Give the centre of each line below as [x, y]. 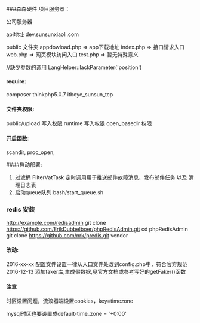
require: [16, 81]
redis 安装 [21, 209]
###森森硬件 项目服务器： [38, 9]
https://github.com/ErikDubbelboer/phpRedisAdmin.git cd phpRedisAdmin [97, 229]
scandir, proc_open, [30, 152]
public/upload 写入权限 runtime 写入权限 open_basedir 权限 [79, 123]
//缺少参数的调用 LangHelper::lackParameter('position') [74, 67]
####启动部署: [24, 164]
